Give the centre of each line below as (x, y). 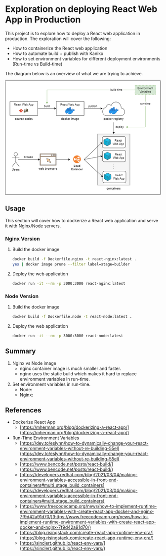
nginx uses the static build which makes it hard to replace (78, 374)
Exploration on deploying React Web (81, 9)
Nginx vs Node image (34, 363)
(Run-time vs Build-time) (37, 64)
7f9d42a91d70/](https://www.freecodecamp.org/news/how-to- (84, 517)
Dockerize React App (34, 422)
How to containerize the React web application (60, 48)
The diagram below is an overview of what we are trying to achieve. (74, 73)
